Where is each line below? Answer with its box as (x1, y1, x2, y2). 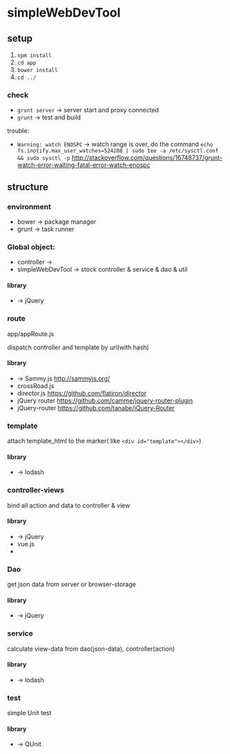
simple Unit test (7, 709, 52, 717)
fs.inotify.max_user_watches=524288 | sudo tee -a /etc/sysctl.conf (17, 148, 219, 155)
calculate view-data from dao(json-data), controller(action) (7, 645, 175, 653)
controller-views (7, 485, 64, 495)
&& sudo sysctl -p (17, 155, 70, 162)
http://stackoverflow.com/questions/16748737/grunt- (71, 154, 223, 162)
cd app (17, 60, 37, 67)
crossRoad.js (17, 381, 55, 389)
